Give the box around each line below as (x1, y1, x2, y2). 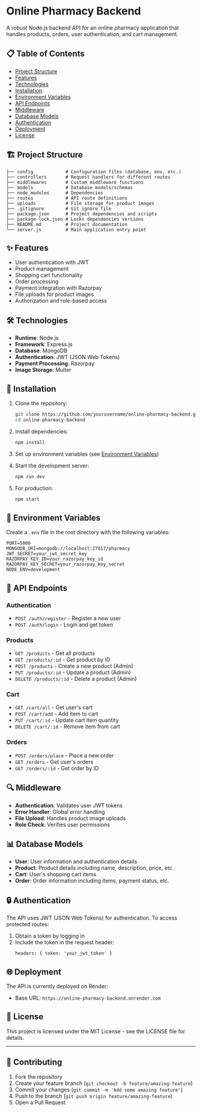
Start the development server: (14, 462, 90, 469)
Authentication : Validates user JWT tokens (14, 802, 123, 809)
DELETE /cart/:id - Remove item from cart (14, 723, 120, 730)
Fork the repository (14, 1073, 63, 1080)
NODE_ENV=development (6, 567, 61, 573)
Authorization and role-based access (14, 297, 107, 304)
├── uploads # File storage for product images (6, 200, 155, 206)
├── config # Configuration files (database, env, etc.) (6, 168, 182, 175)
